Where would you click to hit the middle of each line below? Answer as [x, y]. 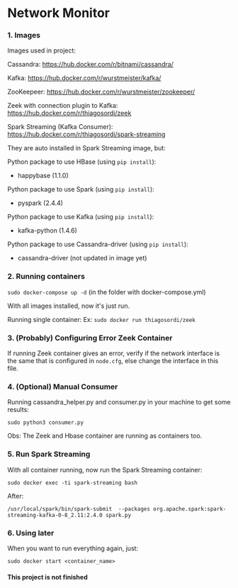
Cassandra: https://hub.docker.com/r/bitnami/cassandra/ [90, 65]
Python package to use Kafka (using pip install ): [81, 217]
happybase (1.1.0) [43, 176]
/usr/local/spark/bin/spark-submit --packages [79, 509]
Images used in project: [42, 50]
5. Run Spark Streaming [49, 454]
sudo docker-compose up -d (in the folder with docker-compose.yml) [107, 292]
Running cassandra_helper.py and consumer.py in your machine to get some [119, 402]
